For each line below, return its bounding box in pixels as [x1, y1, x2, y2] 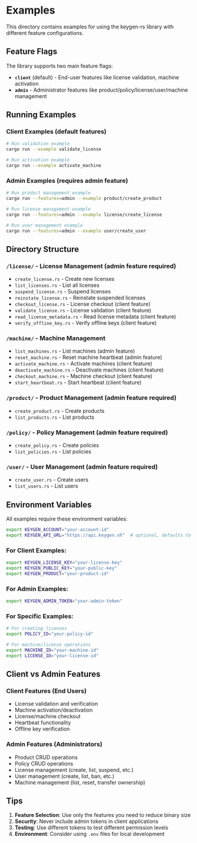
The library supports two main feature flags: [6, 62, 113, 69]
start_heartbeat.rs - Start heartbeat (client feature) [14, 379, 142, 386]
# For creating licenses [6, 625, 67, 632]
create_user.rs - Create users [14, 476, 88, 483]
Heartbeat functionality [14, 719, 71, 726]
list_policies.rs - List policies [14, 448, 91, 456]
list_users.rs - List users [14, 483, 78, 490]
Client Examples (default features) [6, 128, 107, 136]
